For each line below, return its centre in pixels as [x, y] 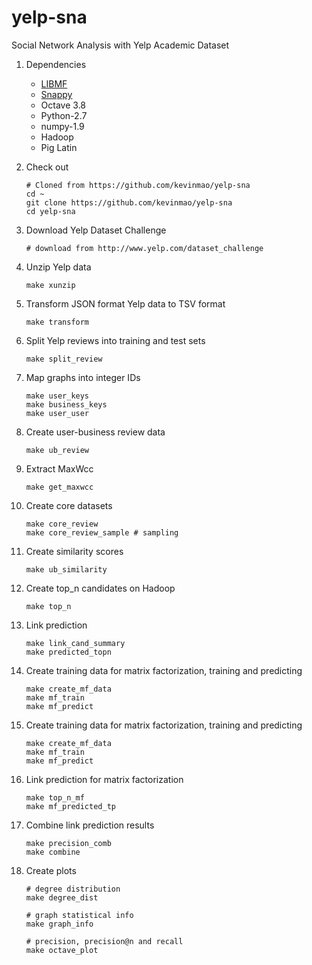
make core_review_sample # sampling [102, 532]
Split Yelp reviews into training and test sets [115, 340]
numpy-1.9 [62, 126]
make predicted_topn [68, 652]
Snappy [56, 94]
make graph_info [59, 924]
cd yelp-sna [50, 211]
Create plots [51, 870]
